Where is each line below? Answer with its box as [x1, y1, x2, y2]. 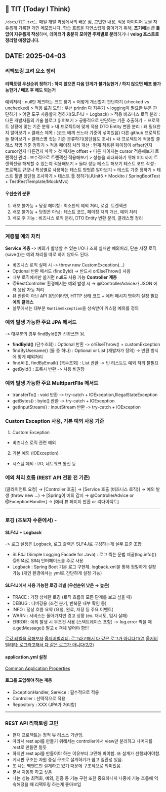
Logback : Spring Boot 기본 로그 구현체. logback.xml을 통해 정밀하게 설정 [12, 564, 157, 570]
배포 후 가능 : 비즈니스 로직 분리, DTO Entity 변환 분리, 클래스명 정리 [12, 215, 143, 220]
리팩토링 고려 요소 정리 [5, 68, 56, 75]
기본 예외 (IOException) [12, 450, 59, 456]
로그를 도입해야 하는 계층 [5, 677, 52, 683]
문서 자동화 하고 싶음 [12, 769, 52, 775]
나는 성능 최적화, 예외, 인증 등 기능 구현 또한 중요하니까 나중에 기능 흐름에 [12, 775, 153, 781]
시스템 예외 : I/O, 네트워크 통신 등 [12, 460, 76, 466]
